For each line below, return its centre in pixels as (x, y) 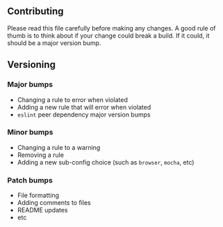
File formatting (38, 195)
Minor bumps (30, 133)
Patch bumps (30, 180)
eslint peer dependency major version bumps (84, 115)
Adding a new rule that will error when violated (84, 107)
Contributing (35, 11)
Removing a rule (41, 155)
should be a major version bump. (54, 43)
